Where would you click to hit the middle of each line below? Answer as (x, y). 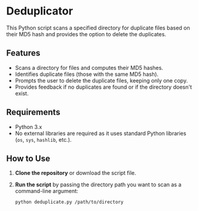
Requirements (33, 112)
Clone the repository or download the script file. (75, 173)
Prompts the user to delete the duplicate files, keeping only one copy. (101, 80)
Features (23, 53)
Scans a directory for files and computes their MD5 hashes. (89, 68)
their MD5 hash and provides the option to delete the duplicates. (86, 34)
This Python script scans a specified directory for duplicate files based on (98, 28)
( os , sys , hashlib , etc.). (43, 139)
